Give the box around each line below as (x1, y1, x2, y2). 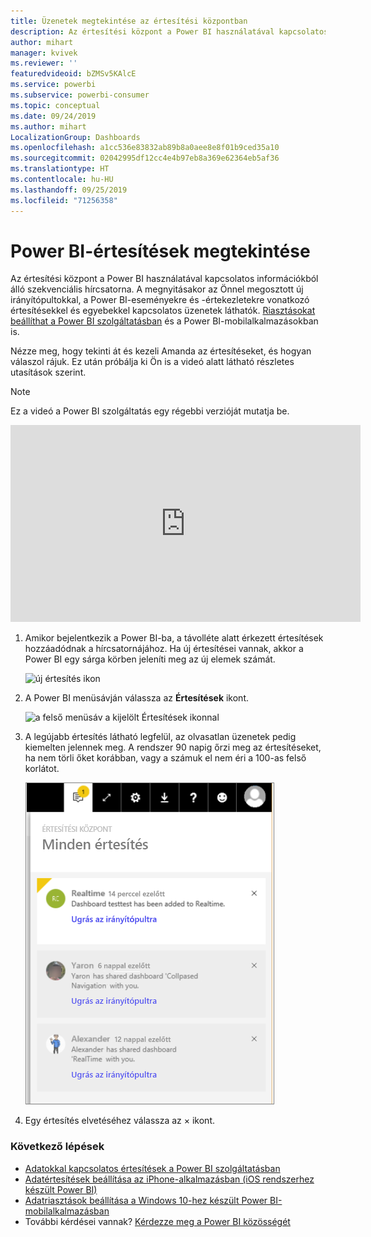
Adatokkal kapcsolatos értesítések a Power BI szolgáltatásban (24, 1162, 281, 1174)
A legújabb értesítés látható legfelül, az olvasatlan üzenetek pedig (24, 731, 297, 743)
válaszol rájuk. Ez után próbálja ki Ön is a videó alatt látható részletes (10, 356, 295, 368)
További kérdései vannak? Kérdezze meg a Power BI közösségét (24, 1215, 291, 1227)
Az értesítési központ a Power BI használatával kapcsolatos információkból (10, 273, 319, 285)
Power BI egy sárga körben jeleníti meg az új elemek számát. (24, 653, 276, 665)
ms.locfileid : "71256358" (10, 195, 118, 205)
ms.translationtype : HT (10, 164, 110, 174)
